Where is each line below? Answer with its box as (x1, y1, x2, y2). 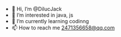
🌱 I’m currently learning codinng (11, 18, 89, 24)
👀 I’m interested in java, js (11, 12, 74, 18)
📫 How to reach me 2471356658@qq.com (11, 24, 115, 31)
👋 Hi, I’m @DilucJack (11, 6, 63, 12)
